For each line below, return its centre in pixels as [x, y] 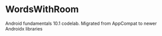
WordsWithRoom [42, 9]
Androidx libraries [24, 28]
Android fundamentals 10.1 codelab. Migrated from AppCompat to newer [81, 23]
